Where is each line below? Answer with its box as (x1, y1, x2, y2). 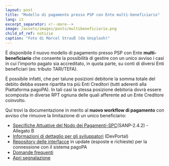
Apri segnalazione (12, 154, 51, 160)
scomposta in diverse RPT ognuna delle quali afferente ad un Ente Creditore (5, 92, 164, 98)
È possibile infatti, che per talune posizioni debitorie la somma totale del (5, 76, 156, 82)
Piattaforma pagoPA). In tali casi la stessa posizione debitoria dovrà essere (5, 86, 161, 92)
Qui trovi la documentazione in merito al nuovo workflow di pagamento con (5, 107, 164, 113)
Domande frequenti (12, 149, 53, 155)
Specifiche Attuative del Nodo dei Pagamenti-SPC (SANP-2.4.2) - (12, 122, 149, 128)
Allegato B (12, 127, 35, 134)
